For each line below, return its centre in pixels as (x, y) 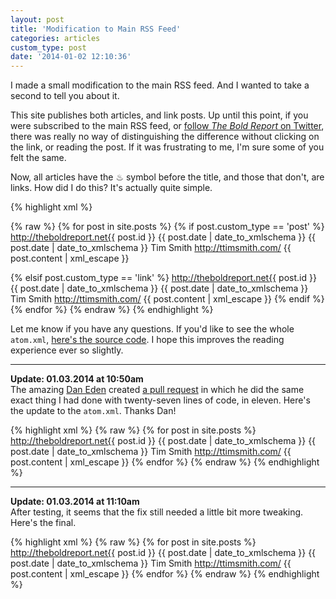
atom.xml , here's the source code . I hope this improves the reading (147, 340)
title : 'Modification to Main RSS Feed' (96, 29)
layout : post (37, 19)
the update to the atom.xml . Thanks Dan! (93, 411)
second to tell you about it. (65, 96)
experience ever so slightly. (67, 350)
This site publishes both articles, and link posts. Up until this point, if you (159, 115)
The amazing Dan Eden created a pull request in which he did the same (157, 390)
